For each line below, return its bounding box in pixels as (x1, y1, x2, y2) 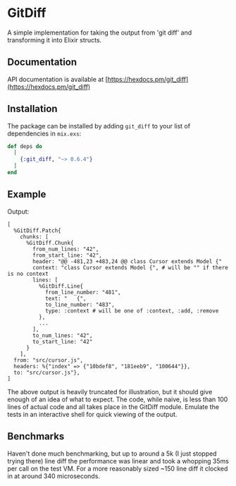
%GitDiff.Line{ (38, 282, 83, 290)
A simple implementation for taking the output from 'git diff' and (7, 28, 192, 37)
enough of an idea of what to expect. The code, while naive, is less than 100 (7, 395, 228, 403)
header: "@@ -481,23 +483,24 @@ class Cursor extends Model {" (32, 257, 222, 265)
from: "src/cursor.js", (13, 356, 83, 364)
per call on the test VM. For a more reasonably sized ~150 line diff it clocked (7, 464, 228, 473)
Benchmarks (7, 430, 65, 442)
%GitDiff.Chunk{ (25, 239, 74, 246)
